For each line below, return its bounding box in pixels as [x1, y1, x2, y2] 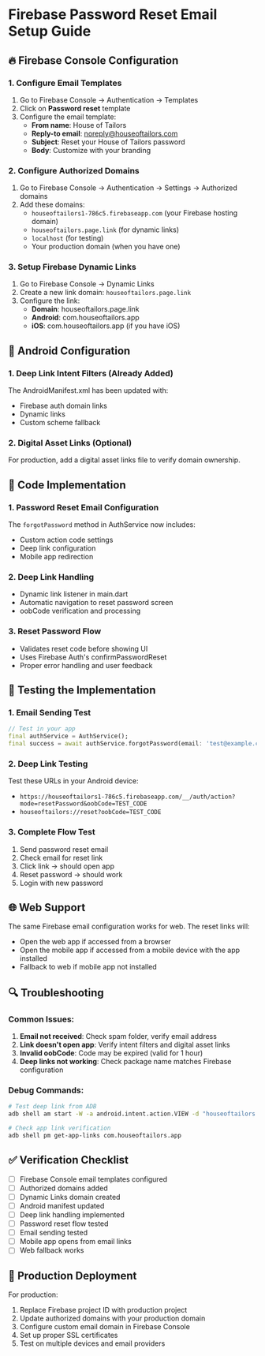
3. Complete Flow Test [8, 827, 96, 838]
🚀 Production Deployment [8, 1268, 137, 1283]
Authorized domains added [19, 1183, 108, 1193]
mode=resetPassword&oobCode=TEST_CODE [19, 800, 147, 808]
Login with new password [19, 878, 104, 887]
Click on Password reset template [19, 103, 131, 113]
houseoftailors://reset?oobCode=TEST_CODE [19, 809, 162, 816]
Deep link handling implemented [19, 1210, 125, 1220]
